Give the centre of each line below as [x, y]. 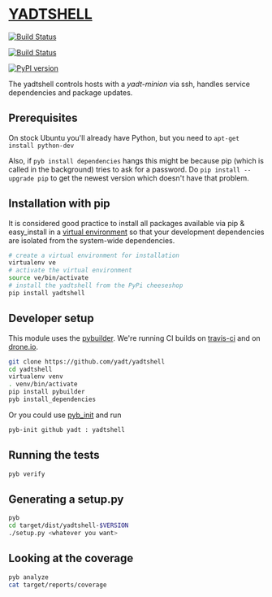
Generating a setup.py [66, 499]
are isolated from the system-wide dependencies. [92, 240]
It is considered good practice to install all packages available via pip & [127, 223]
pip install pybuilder [47, 392]
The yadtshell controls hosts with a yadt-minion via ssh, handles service [129, 84]
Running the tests [54, 455]
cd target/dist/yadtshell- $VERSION [69, 525]
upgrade [22, 179]
